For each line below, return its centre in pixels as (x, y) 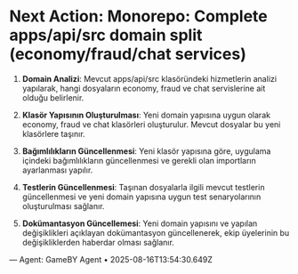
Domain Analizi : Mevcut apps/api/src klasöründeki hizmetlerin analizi (149, 78)
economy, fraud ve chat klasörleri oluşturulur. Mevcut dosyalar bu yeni (151, 124)
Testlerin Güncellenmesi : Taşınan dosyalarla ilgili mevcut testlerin (143, 187)
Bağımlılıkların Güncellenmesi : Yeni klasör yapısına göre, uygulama (146, 151)
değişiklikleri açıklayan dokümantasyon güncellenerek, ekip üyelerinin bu (156, 232)
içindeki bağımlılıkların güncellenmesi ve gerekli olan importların (139, 160)
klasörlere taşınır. (54, 133)
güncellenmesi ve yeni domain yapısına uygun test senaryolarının (141, 197)
